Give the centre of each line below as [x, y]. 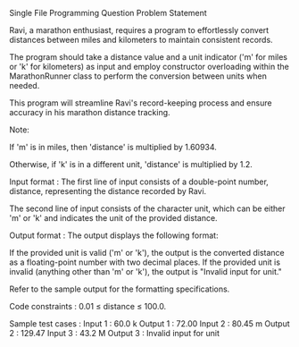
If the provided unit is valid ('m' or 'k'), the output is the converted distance [147, 253]
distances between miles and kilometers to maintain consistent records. [141, 40]
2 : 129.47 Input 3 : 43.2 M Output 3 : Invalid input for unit [115, 333]
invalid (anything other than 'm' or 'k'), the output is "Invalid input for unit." [146, 271]
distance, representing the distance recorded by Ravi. [108, 191]
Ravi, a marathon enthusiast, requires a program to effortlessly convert [139, 30]
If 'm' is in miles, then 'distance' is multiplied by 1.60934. [113, 147]
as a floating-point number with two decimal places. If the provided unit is [145, 262]
